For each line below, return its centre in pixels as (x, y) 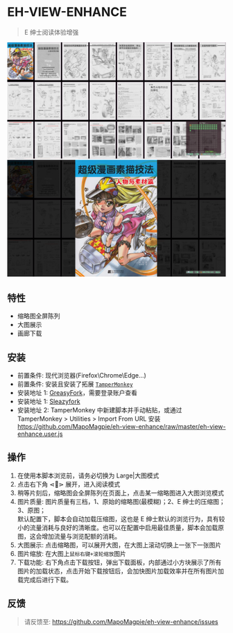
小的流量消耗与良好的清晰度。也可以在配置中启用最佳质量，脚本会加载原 (120, 527)
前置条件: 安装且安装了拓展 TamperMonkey (75, 384)
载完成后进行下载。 (45, 580)
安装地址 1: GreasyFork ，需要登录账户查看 (77, 393)
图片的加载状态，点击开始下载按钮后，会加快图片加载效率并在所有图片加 (120, 571)
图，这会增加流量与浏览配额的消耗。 (69, 536)
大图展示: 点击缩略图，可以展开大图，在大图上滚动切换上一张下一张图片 (119, 545)
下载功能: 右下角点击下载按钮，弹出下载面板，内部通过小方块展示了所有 (119, 562)
